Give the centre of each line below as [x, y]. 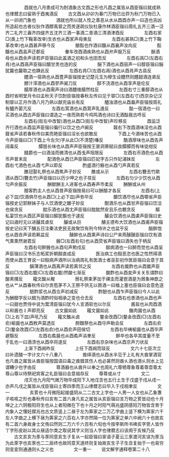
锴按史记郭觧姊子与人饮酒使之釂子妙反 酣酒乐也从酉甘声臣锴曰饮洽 [83, 203]
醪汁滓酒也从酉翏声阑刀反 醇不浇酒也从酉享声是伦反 [87, 83]
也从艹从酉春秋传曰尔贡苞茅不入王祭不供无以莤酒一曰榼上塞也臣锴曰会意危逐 [84, 285]
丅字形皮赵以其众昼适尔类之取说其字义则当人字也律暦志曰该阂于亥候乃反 [80, 430]
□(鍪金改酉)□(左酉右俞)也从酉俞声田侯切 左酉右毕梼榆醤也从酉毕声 [84, 329]
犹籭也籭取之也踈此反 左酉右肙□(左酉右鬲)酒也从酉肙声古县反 [78, 70]
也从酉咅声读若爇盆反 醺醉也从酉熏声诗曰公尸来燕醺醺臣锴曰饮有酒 [83, 235]
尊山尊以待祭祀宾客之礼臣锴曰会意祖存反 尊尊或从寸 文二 [77, 373]
